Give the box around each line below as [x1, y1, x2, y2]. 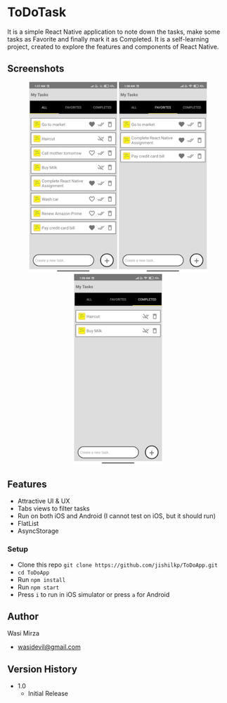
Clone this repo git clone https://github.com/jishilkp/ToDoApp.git [17, 560, 218, 569]
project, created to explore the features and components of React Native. [7, 42, 219, 51]
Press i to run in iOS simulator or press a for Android [17, 590, 170, 598]
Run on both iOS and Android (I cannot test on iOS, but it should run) [17, 512, 216, 520]
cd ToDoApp [17, 569, 50, 576]
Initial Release [27, 690, 69, 698]
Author [7, 611, 39, 623]
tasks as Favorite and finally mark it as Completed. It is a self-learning [7, 34, 209, 43]
